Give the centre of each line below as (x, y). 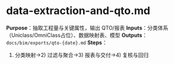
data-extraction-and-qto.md (78, 11)
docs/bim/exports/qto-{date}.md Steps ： (57, 42)
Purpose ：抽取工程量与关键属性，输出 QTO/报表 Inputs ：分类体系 (87, 28)
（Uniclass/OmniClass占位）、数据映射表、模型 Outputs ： (77, 35)
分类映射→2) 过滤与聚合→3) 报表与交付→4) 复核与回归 (82, 55)
